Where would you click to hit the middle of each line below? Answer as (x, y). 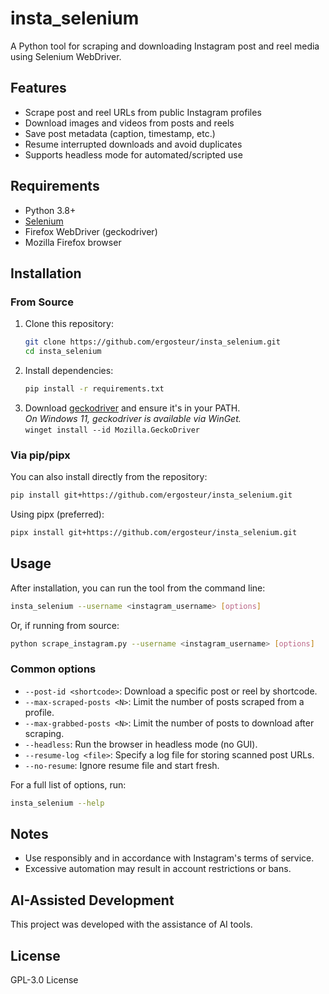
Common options (53, 669)
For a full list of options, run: (68, 784)
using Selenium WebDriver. (66, 56)
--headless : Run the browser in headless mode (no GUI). (141, 744)
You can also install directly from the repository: (109, 477)
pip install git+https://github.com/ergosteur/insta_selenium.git (151, 495)
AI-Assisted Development (92, 900)
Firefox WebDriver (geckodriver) (91, 231)
